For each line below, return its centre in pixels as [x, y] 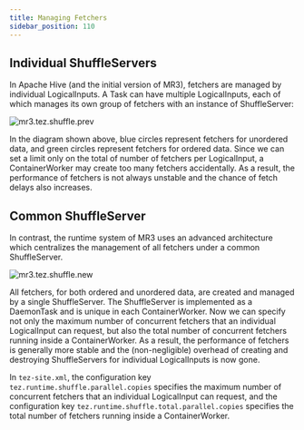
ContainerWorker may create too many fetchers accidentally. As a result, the [152, 168]
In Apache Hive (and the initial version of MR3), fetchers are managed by [146, 85]
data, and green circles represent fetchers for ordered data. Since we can [147, 149]
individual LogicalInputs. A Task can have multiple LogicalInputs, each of [145, 94]
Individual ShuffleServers [83, 63]
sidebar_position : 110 [52, 26]
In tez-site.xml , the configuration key [80, 377]
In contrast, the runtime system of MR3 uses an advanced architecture [142, 238]
